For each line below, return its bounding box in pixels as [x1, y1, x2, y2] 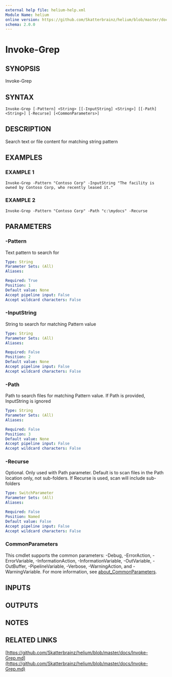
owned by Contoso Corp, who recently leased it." [5, 185, 114, 190]
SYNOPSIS [5, 64, 40, 73]
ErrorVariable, [5, 557, 35, 564]
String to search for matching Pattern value [5, 321, 96, 327]
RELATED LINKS [5, 636, 57, 645]
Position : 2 [5, 355, 31, 360]
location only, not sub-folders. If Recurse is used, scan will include [5, 475, 145, 481]
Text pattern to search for [5, 249, 59, 256]
